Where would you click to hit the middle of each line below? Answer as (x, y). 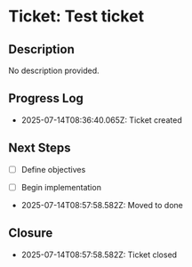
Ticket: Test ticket (76, 16)
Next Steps (40, 148)
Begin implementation (61, 187)
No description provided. (54, 70)
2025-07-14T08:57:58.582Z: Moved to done (102, 205)
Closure (31, 233)
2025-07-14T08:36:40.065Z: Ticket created (102, 120)
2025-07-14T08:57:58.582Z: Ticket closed (99, 255)
